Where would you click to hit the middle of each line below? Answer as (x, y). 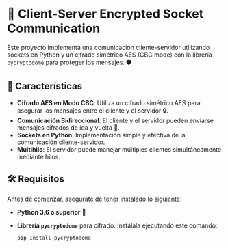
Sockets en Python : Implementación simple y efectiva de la (101, 135)
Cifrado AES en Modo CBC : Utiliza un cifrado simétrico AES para (109, 102)
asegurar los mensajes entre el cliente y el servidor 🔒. (93, 110)
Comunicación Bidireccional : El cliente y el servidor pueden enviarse (115, 120)
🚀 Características (45, 86)
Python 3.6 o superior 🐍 (52, 212)
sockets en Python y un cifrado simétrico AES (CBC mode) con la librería (110, 55)
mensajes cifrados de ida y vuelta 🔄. (68, 127)
